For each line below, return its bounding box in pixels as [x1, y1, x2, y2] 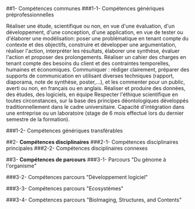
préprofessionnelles [6, 11, 54, 18]
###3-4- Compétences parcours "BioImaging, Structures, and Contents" [6, 196, 182, 203]
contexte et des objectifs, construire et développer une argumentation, [6, 41, 177, 48]
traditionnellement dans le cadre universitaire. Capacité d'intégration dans [6, 104, 184, 110]
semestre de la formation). [6, 116, 70, 122]
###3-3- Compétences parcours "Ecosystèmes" [6, 185, 124, 192]
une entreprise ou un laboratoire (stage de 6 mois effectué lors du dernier [6, 109, 184, 117]
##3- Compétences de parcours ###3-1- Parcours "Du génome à [6, 156, 166, 163]
